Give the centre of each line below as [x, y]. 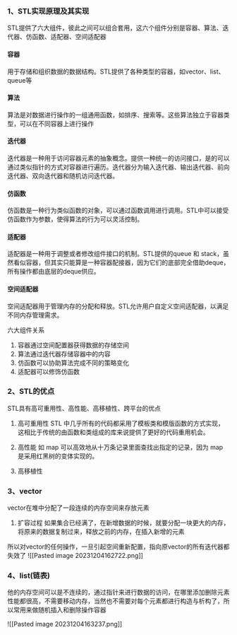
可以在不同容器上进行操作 [56, 123]
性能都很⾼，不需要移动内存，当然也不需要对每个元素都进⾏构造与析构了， [115, 601]
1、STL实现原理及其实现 [48, 11]
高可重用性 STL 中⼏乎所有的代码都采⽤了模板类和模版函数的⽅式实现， [121, 423]
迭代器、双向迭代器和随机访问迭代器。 [63, 175]
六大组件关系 [26, 330]
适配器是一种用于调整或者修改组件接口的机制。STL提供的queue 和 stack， [115, 254]
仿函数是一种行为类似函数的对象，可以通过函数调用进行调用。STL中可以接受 [118, 211]
